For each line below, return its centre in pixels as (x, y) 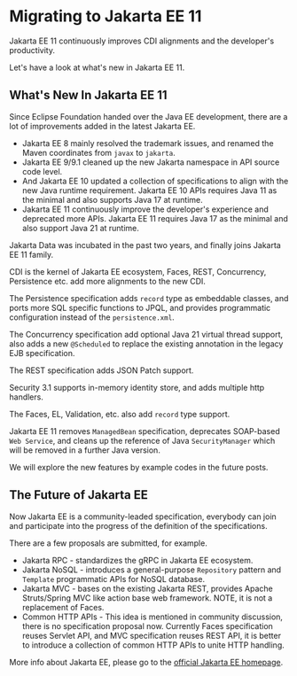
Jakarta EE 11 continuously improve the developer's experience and (145, 209)
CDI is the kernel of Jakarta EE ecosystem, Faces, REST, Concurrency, (138, 271)
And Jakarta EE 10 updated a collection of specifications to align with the (155, 181)
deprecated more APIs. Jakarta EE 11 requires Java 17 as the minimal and (155, 218)
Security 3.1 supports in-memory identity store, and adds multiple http (137, 387)
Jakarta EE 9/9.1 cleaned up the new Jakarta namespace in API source (151, 162)
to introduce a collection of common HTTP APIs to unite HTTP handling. (153, 645)
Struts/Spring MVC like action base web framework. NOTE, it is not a (147, 598)
